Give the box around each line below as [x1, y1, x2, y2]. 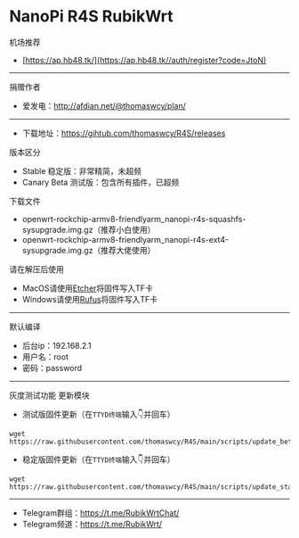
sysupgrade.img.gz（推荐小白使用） [21, 224, 156, 235]
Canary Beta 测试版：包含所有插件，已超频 [21, 177, 180, 187]
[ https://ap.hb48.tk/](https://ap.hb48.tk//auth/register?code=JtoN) [21, 54, 267, 65]
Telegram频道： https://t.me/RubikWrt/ [21, 518, 163, 529]
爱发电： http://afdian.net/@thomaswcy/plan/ [21, 100, 187, 111]
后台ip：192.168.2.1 [21, 340, 92, 351]
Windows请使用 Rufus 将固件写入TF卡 [21, 294, 158, 304]
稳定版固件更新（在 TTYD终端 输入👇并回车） [21, 453, 175, 465]
